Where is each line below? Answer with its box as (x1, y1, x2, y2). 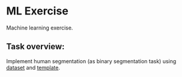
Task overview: (6, 42, 65, 52)
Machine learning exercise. (6, 24, 73, 31)
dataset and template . (6, 64, 61, 71)
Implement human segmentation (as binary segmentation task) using (6, 57, 177, 64)
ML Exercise (6, 4, 69, 18)
